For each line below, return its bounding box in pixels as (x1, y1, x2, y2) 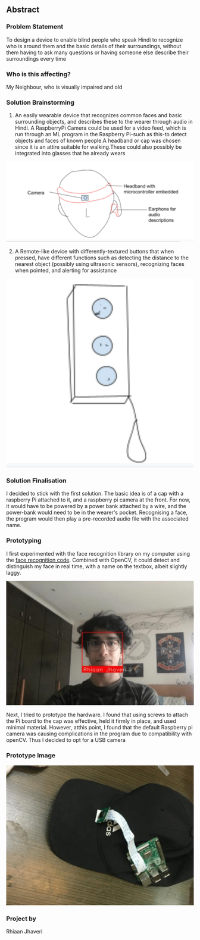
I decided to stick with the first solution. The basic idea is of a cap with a (6, 490, 184, 497)
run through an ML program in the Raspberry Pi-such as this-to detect (14, 131, 187, 138)
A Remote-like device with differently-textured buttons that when (14, 248, 174, 255)
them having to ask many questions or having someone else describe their (6, 49, 189, 56)
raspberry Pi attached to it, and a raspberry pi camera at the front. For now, (6, 496, 190, 503)
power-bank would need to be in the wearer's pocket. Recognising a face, (6, 509, 187, 516)
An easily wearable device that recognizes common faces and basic (14, 112, 183, 119)
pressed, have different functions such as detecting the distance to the (14, 254, 189, 261)
